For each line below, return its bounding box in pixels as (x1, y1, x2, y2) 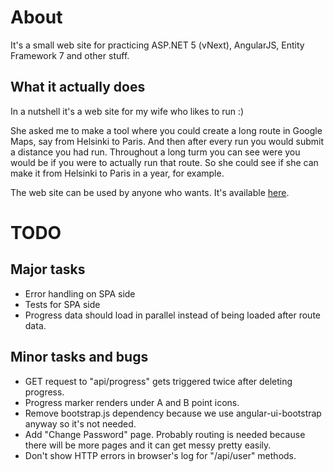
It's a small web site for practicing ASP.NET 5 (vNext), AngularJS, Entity (10, 39, 305, 51)
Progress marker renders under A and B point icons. (24, 396, 240, 408)
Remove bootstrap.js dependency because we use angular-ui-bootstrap (24, 407, 322, 419)
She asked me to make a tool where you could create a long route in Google (10, 124, 323, 136)
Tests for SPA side (24, 298, 101, 310)
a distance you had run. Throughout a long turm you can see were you (10, 146, 301, 158)
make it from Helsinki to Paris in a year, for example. (10, 167, 225, 179)
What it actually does (10, 79, 146, 96)
